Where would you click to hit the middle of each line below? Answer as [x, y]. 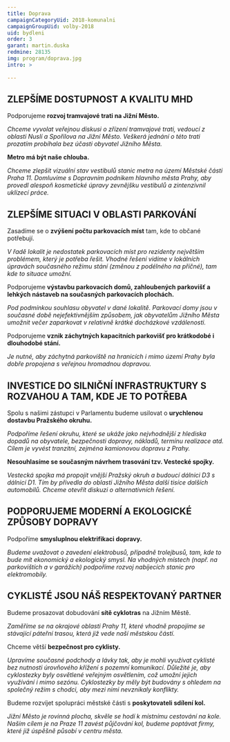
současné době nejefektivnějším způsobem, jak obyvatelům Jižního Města [113, 315]
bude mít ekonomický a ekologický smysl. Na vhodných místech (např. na [112, 559]
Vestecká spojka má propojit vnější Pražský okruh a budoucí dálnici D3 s [111, 475]
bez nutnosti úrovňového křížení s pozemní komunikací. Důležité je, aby [109, 667]
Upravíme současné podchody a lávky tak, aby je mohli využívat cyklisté [111, 660]
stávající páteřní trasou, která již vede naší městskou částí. [91, 633]
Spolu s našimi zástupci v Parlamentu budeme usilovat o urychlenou [105, 413]
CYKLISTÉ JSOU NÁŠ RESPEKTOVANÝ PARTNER [115, 596]
